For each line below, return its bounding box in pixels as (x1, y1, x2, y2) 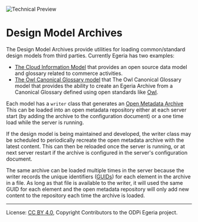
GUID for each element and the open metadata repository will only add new (6, 185, 190, 192)
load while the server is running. (6, 119, 84, 126)
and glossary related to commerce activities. (14, 70, 123, 77)
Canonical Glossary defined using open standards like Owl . (14, 89, 159, 96)
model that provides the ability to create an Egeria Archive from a (14, 82, 173, 89)
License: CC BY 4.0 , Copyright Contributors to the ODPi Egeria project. (6, 208, 178, 216)
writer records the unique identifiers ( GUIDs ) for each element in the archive (6, 173, 191, 180)
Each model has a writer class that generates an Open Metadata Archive (6, 100, 184, 107)
